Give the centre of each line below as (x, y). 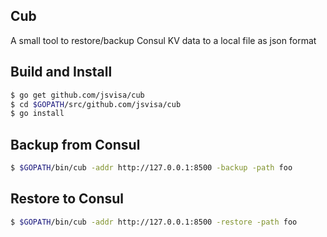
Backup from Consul (75, 144)
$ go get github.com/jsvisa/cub (77, 95)
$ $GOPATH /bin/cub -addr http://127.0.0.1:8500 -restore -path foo (154, 222)
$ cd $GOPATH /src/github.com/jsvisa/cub (96, 104)
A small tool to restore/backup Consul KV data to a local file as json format (163, 40)
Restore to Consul (67, 199)
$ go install (37, 114)
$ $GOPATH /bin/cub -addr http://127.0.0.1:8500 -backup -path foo (151, 168)
